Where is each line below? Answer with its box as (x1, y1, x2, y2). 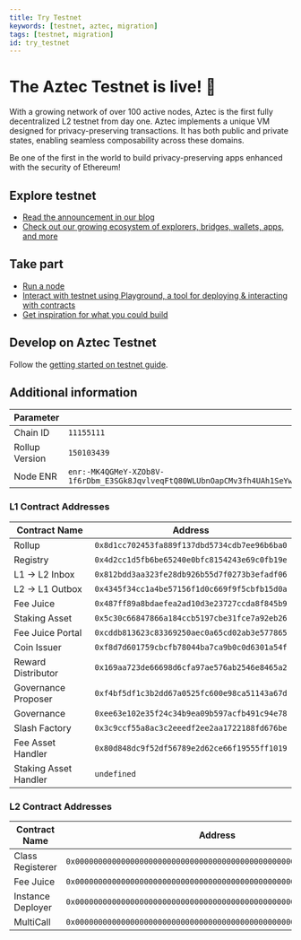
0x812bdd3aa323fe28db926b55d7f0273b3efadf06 (94, 569, 288, 579)
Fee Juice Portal (13, 626, 82, 639)
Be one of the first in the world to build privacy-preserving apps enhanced (9, 152, 283, 163)
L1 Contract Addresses (9, 500, 110, 513)
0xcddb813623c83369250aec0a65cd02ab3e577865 (94, 627, 288, 638)
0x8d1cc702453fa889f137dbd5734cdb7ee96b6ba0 (94, 540, 288, 550)
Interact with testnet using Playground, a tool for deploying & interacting (21, 290, 288, 300)
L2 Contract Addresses (9, 800, 112, 813)
